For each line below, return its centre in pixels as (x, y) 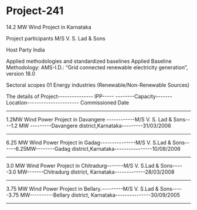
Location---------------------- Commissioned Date (68, 102)
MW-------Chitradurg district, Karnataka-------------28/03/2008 (96, 172)
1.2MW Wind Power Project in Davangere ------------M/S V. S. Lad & (89, 119)
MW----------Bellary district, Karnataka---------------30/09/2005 (100, 195)
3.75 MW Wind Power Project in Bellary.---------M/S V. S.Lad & (83, 188)
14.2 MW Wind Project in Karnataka (49, 27)
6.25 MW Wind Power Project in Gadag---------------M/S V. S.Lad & (89, 143)
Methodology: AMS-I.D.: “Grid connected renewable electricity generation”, (97, 67)
